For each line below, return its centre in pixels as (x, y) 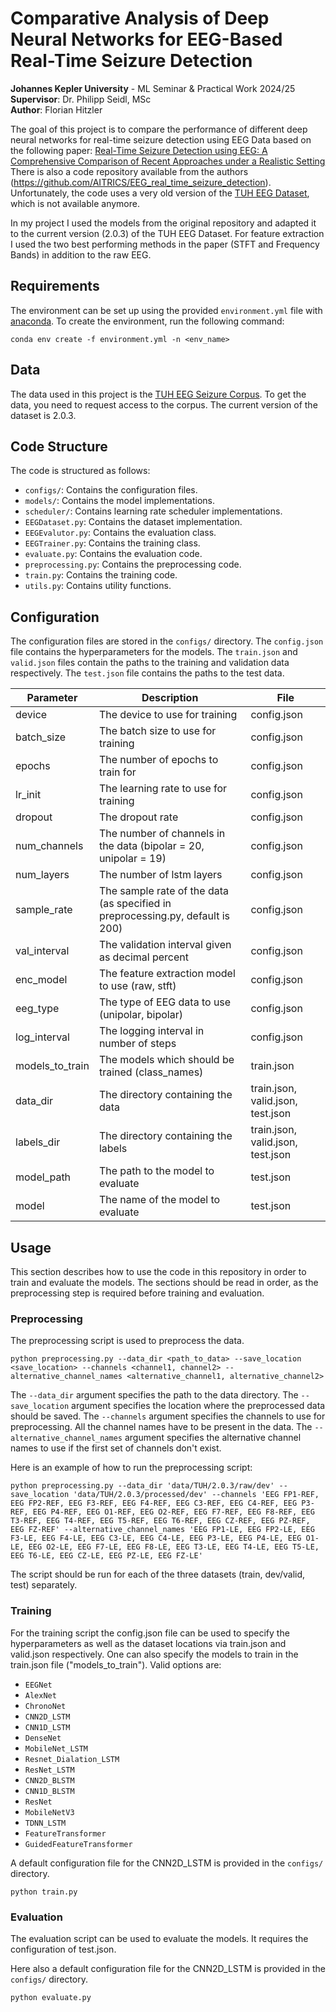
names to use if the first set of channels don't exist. (116, 1448)
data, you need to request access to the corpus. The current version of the (164, 404)
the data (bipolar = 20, (151, 846)
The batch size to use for (157, 731)
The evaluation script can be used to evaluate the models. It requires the (159, 1938)
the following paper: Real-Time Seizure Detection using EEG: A (139, 150)
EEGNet (38, 1685)
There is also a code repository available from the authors (129, 171)
